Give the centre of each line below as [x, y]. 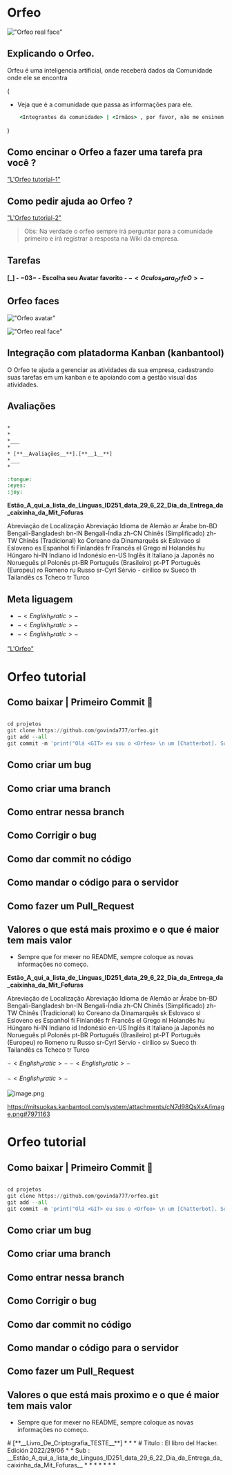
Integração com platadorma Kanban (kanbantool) [116, 353]
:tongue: [20, 479]
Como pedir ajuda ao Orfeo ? [70, 201]
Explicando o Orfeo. [51, 54]
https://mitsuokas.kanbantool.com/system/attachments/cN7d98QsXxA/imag [116, 1107]
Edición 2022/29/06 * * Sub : [49, 1451]
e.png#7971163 [29, 1114]
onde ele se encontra [37, 77]
